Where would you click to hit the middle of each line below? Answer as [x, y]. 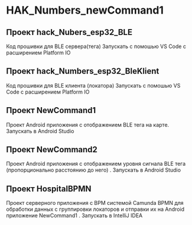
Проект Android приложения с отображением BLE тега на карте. [88, 124]
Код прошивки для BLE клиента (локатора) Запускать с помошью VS [93, 85]
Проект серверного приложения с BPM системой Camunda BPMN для [95, 203]
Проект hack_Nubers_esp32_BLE [69, 32]
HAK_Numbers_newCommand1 [85, 10]
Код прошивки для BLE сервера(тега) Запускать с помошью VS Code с [96, 46]
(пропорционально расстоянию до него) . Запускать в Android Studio [94, 170]
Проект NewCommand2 [52, 150]
